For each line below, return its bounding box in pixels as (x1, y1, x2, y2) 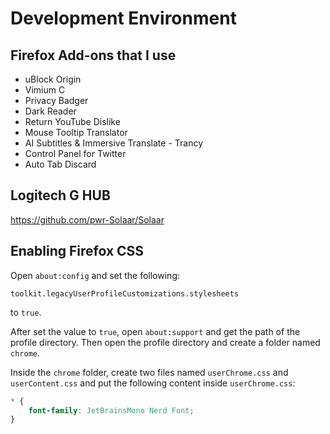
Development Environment (10, 7, 237, 30)
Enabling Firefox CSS (10, 243, 145, 260)
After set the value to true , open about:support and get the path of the (10, 325, 301, 337)
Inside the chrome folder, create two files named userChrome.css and (10, 366, 289, 378)
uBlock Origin (24, 73, 82, 85)
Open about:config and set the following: (10, 269, 180, 281)
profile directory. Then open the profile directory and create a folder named (10, 336, 321, 348)
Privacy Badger (24, 95, 89, 106)
